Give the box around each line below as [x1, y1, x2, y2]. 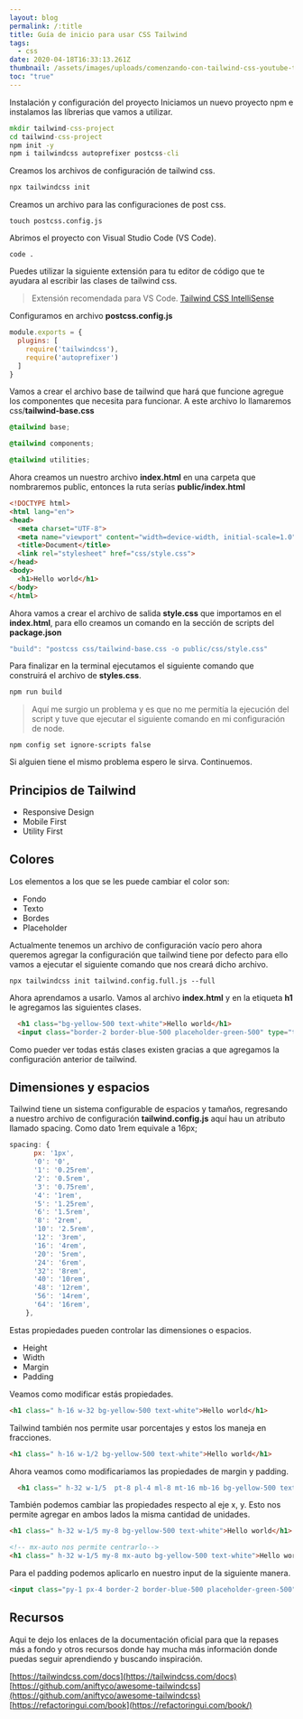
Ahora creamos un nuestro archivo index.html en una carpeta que [9, 472, 256, 482]
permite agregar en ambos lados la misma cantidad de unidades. [9, 1509, 251, 1520]
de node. [31, 724, 65, 734]
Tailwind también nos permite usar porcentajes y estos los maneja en [9, 1422, 267, 1433]
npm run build [9, 687, 63, 696]
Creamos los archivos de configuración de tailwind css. [9, 165, 216, 176]
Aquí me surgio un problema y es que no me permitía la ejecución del [31, 704, 289, 715]
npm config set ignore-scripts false [9, 741, 151, 750]
